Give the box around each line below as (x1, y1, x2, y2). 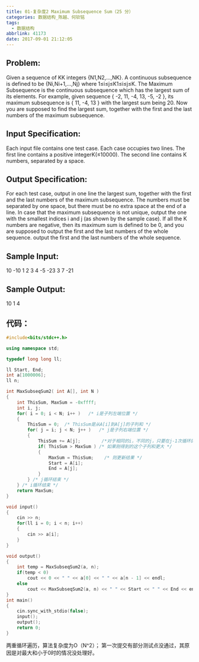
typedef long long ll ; (6, 356, 62, 362)
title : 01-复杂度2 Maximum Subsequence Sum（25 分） (6, 8, 134, 15)
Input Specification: (6, 129, 81, 139)
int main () (6, 597, 33, 603)
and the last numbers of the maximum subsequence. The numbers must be (6, 196, 190, 203)
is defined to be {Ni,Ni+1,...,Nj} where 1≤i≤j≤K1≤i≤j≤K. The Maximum (6, 80, 173, 87)
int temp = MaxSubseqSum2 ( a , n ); (17, 564, 99, 570)
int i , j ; (17, 405, 41, 411)
